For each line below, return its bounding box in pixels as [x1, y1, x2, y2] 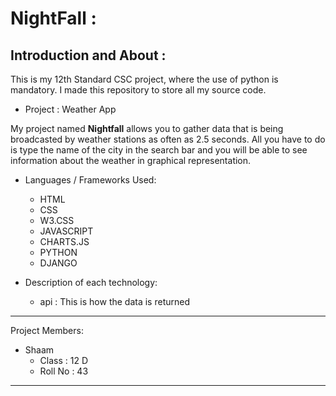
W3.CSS [39, 215, 75, 226]
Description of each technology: [24, 277, 158, 288]
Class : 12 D [39, 355, 89, 366]
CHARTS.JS [39, 236, 90, 247]
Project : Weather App [24, 103, 117, 115]
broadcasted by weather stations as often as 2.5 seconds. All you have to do [10, 133, 326, 145]
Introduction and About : [10, 47, 167, 64]
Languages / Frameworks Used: [24, 174, 157, 186]
